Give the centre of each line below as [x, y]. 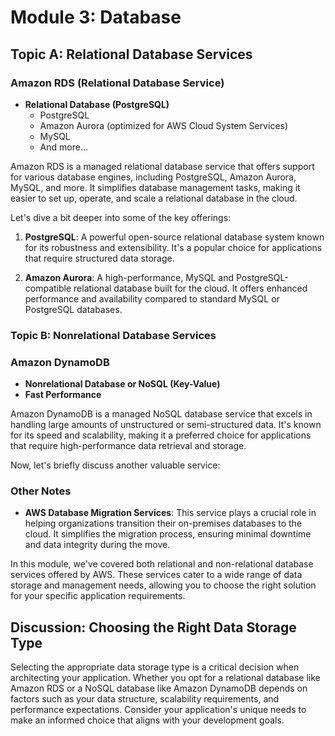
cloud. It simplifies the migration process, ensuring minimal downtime [168, 534]
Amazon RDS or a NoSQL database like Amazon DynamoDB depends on [159, 688]
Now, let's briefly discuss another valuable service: [115, 465]
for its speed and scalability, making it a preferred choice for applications [161, 435]
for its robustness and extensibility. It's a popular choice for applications [173, 247]
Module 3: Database [96, 17]
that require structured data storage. [99, 258]
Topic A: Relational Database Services [131, 54]
